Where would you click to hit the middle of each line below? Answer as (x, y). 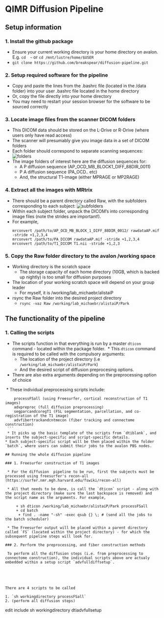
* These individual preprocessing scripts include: (56, 389)
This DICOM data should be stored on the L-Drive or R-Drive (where (81, 130)
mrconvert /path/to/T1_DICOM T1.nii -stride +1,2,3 (66, 244)
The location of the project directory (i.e (60, 359)
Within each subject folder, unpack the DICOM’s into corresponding (80, 211)
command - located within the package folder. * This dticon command (84, 348)
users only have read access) (42, 135)
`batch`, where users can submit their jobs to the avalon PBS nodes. (79, 446)
